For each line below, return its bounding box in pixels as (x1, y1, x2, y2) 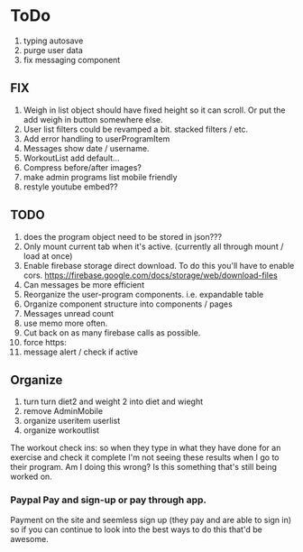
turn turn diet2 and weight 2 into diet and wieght (23, 396, 204, 407)
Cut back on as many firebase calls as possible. (23, 327, 201, 338)
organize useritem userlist (23, 416, 121, 427)
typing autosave (23, 35, 84, 46)
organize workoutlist (23, 425, 100, 436)
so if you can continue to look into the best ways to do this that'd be (10, 524, 262, 535)
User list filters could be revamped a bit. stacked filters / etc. (23, 124, 249, 134)
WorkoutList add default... (23, 152, 120, 163)
